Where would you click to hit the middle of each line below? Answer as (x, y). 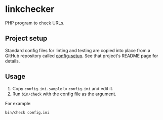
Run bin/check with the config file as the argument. (64, 94)
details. (13, 61)
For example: (19, 103)
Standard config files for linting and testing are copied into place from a (78, 50)
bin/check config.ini (27, 113)
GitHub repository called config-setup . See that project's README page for (82, 56)
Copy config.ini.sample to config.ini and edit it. (63, 88)
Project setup (26, 38)
